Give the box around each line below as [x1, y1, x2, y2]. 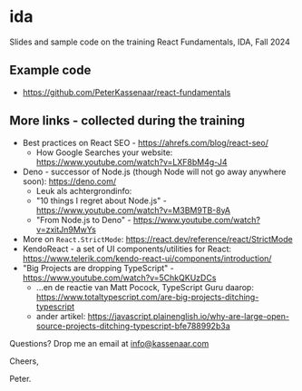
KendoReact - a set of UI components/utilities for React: [22, 243, 232, 254]
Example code [9, 63, 92, 78]
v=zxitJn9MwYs [35, 224, 97, 235]
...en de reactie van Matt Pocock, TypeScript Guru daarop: [35, 281, 254, 292]
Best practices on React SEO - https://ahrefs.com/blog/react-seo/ [22, 137, 269, 148]
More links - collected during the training [9, 113, 246, 129]
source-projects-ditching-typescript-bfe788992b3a [35, 320, 230, 331]
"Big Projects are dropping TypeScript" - [22, 262, 175, 273]
